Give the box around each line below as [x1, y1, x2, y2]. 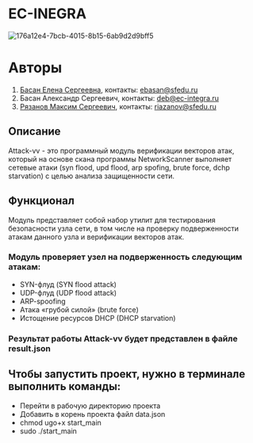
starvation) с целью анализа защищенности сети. [8, 171, 175, 181]
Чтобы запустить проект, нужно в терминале [8, 368, 246, 381]
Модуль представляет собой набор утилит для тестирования [8, 215, 216, 224]
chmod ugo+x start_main [19, 418, 102, 427]
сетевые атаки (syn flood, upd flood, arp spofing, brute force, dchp [8, 162, 230, 172]
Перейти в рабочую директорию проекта [19, 401, 161, 411]
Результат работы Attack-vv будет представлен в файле [8, 333, 238, 344]
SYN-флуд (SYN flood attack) [19, 279, 117, 289]
